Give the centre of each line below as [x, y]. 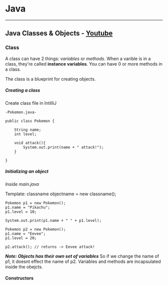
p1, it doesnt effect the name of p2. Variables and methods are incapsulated [83, 261]
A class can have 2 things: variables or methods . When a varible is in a [78, 59]
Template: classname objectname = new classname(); [61, 194]
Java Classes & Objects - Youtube [59, 33]
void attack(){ [30, 143]
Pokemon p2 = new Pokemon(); [35, 229]
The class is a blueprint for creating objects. [50, 79]
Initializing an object [27, 171]
